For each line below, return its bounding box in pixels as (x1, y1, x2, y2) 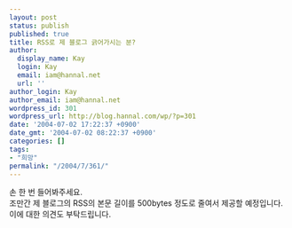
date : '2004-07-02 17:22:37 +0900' (9, 121, 141, 130)
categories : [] (9, 137, 66, 145)
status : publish (9, 21, 69, 30)
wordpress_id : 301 (9, 104, 77, 113)
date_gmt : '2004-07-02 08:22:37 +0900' (9, 129, 157, 138)
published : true (9, 29, 69, 38)
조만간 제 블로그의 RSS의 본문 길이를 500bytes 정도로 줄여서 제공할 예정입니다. (9, 198, 284, 208)
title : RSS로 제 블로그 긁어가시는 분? (9, 37, 136, 47)
